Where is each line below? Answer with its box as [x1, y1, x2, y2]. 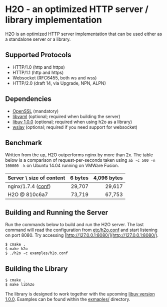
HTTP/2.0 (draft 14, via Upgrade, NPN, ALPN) [12, 80, 106, 86]
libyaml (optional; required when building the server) [12, 113, 120, 119]
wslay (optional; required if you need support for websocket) [12, 124, 137, 130]
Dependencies [5, 94, 51, 104]
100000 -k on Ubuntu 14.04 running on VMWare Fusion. [5, 162, 119, 169]
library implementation [5, 14, 102, 26]
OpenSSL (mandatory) [12, 108, 59, 114]
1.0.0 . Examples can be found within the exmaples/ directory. [5, 296, 130, 302]
